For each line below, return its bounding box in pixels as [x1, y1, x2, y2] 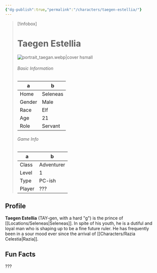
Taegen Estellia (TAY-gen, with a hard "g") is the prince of [5, 215, 124, 221]
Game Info [17, 136, 39, 142]
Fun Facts [5, 250, 36, 259]
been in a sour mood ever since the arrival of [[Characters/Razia [5, 231, 135, 237]
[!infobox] [17, 21, 37, 27]
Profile [5, 202, 26, 211]
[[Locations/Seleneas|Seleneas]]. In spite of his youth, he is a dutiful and [5, 220, 153, 226]
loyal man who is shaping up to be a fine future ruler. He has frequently [5, 225, 149, 231]
